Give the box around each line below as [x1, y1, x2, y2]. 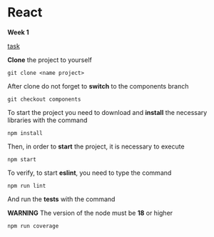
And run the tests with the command [7, 194, 116, 203]
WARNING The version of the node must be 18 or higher [7, 208, 173, 217]
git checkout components [7, 96, 81, 103]
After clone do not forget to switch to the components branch [7, 81, 189, 90]
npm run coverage [7, 222, 59, 229]
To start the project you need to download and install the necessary [7, 108, 208, 116]
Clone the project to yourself [7, 55, 93, 64]
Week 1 [7, 28, 29, 36]
